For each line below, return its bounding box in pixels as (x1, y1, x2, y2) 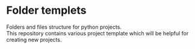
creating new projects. (6, 36, 62, 43)
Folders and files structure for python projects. (6, 23, 122, 30)
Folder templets (6, 4, 87, 17)
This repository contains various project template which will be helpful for (6, 29, 189, 36)
